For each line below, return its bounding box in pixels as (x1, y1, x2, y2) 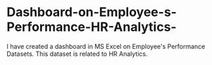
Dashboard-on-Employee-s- (6, 4, 177, 20)
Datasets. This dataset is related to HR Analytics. (6, 50, 149, 58)
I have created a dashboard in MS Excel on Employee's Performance (6, 42, 206, 50)
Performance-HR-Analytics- (6, 19, 177, 35)
